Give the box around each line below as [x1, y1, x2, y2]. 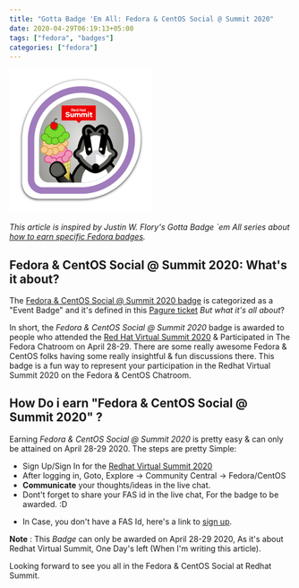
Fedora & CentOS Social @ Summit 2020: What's [9, 257, 288, 273]
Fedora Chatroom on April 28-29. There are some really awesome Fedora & [9, 341, 287, 352]
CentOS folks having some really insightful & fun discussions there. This [9, 351, 275, 362]
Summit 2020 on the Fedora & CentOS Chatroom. [9, 370, 192, 381]
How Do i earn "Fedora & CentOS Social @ [9, 396, 248, 411]
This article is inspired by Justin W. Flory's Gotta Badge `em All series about [9, 222, 290, 233]
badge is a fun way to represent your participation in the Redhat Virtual [9, 360, 271, 372]
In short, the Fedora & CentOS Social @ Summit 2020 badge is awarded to [9, 322, 285, 333]
